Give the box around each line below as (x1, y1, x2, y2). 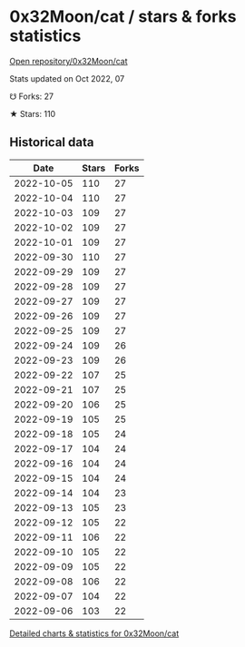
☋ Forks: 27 (9, 91, 54, 102)
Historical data (9, 134, 94, 151)
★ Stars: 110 (9, 108, 56, 119)
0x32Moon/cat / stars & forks (9, 6, 237, 27)
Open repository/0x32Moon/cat (9, 55, 129, 66)
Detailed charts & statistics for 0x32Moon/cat (9, 628, 180, 639)
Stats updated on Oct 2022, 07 (9, 73, 125, 83)
